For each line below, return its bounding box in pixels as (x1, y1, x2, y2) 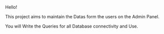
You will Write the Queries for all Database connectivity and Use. (5, 23, 138, 29)
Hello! (5, 4, 17, 10)
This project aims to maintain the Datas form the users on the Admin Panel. (5, 14, 159, 19)
